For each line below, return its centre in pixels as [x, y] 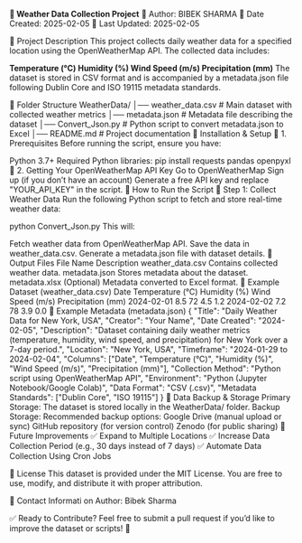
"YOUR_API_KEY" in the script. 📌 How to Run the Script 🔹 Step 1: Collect [143, 189]
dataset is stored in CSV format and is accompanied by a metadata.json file [149, 78]
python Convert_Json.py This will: [72, 226]
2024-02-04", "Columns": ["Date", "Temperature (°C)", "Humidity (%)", [142, 359]
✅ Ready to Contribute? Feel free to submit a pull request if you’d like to [142, 518]
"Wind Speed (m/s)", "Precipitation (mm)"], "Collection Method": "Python [145, 369]
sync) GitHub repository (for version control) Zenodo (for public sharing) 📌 [147, 426]
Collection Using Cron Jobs [60, 456]
